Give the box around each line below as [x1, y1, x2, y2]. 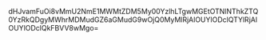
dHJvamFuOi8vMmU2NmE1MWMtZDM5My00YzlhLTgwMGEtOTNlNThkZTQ [8, 7, 259, 16]
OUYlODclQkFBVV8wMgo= [8, 24, 99, 32]
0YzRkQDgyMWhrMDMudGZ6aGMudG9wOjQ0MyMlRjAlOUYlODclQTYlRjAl [8, 15, 258, 24]
